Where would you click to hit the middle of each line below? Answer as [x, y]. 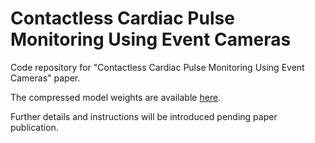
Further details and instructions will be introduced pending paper [144, 116]
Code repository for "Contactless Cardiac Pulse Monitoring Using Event [157, 67]
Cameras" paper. [45, 78]
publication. [34, 127]
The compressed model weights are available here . [116, 97]
